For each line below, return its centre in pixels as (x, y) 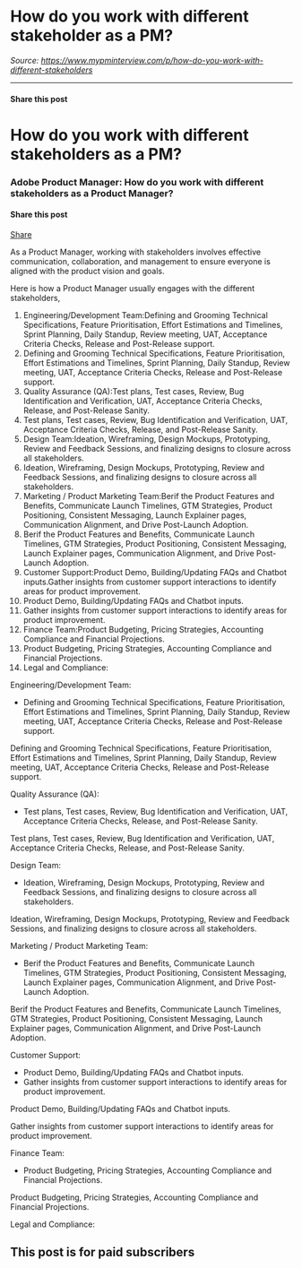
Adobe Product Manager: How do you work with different (137, 182)
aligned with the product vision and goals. (87, 271)
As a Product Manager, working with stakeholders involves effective (136, 252)
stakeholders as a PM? (96, 154)
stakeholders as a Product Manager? (92, 193)
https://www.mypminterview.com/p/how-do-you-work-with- (152, 60)
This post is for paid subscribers (103, 1252)
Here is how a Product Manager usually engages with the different (132, 288)
